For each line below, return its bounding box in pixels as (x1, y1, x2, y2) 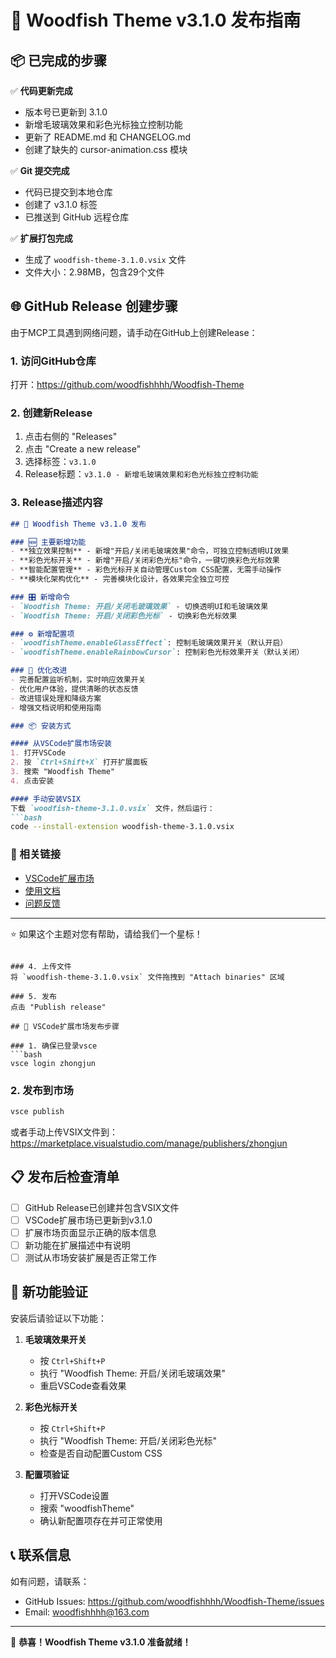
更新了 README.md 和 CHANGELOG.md (24, 131, 191, 143)
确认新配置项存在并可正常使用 (39, 1514, 163, 1526)
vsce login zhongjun (10, 1058, 97, 1068)
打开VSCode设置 (39, 1489, 110, 1501)
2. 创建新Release (10, 406, 93, 420)
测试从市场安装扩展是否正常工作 (24, 1251, 157, 1263)
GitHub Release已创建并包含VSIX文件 (24, 1201, 180, 1213)
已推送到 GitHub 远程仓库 (24, 211, 130, 223)
